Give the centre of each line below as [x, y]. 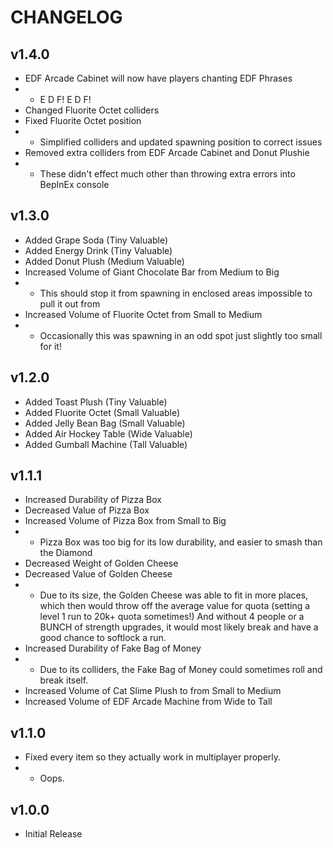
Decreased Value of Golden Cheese [98, 574]
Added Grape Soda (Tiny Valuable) [96, 240]
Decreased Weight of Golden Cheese [101, 563]
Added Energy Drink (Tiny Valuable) [98, 250]
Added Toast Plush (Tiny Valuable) [96, 402]
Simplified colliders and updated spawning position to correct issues [181, 142]
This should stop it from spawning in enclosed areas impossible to [176, 293]
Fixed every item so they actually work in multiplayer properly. [153, 757]
